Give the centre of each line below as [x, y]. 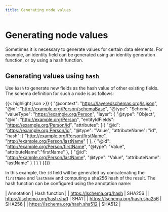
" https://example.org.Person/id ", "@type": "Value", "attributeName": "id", [81, 131]
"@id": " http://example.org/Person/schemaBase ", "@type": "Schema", [78, 109]
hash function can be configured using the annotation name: [68, 184]
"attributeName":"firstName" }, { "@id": [46, 152]
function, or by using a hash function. [44, 60]
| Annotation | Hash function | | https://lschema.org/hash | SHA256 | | [78, 193]
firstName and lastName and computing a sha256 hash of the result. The [80, 178]
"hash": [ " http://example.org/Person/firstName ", [56, 136]
